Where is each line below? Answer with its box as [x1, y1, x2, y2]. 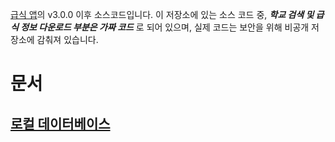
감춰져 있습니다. [36, 34, 99, 45]
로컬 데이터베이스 [10, 115, 111, 132]
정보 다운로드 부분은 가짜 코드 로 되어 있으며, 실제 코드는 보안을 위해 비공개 [20, 21, 310, 33]
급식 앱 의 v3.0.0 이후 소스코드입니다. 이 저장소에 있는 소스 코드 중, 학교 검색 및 [10, 9, 315, 20]
